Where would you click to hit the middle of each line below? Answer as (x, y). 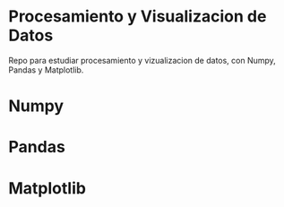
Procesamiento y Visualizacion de (138, 17)
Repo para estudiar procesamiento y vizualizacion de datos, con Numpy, (142, 60)
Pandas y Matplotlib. (46, 70)
